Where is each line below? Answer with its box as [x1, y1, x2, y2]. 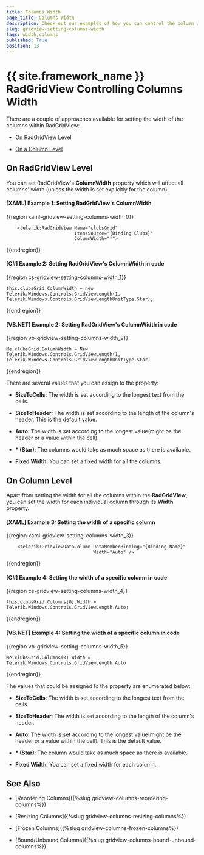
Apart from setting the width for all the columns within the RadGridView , [6, 492, 188, 499]
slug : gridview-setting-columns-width [6, 26, 104, 32]
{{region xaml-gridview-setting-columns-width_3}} [6, 532, 134, 539]
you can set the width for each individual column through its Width [6, 498, 174, 506]
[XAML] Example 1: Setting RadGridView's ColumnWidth [6, 199, 152, 207]
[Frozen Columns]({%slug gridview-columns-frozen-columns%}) [15, 825, 178, 832]
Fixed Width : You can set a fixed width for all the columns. [15, 458, 162, 465]
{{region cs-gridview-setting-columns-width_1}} [6, 274, 126, 281]
